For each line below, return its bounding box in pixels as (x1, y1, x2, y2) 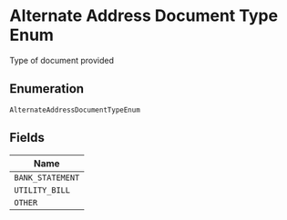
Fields (9, 130, 46, 145)
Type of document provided (9, 55, 114, 65)
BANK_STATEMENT (14, 172, 80, 183)
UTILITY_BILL (14, 185, 71, 195)
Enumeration (9, 81, 85, 96)
